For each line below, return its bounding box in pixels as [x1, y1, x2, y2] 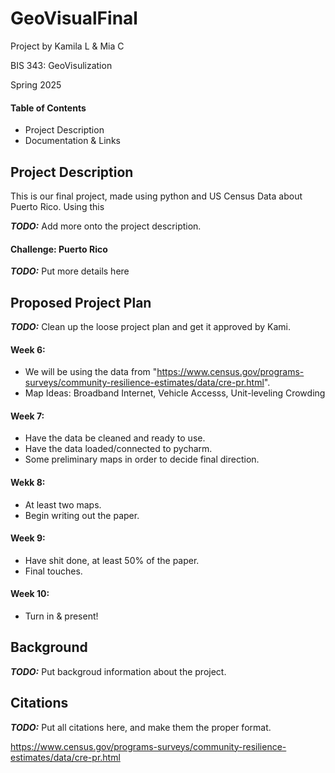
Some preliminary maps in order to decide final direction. [24, 453, 260, 466]
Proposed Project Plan [10, 294, 152, 311]
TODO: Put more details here [10, 265, 130, 277]
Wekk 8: [10, 476, 46, 488]
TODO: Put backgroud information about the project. [10, 665, 227, 677]
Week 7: [10, 410, 45, 422]
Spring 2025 [10, 78, 62, 91]
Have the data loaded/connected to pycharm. [24, 443, 213, 455]
